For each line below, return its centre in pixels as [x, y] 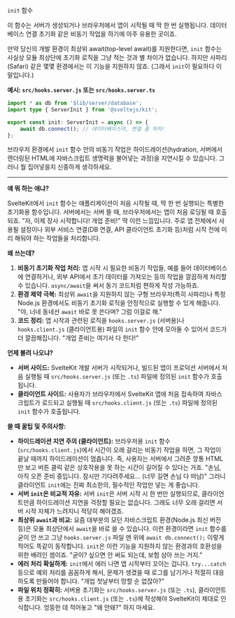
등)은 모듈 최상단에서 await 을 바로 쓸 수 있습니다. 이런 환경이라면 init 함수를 [122, 529]
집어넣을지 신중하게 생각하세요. [70, 167]
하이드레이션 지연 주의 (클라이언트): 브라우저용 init [87, 441]
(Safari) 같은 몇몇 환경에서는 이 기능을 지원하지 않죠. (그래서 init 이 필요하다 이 [115, 66]
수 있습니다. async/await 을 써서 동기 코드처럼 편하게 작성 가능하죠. [108, 286]
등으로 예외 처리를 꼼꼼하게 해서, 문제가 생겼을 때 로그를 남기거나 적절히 [114, 573]
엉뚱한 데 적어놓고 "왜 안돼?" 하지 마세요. [99, 608]
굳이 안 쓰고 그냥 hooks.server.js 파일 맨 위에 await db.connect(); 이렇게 [121, 538]
